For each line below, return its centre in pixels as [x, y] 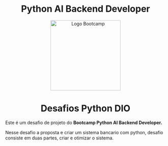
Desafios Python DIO [86, 108]
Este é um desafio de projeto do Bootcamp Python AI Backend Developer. [84, 123]
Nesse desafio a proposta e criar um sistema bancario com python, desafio [84, 132]
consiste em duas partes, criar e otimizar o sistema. [59, 138]
